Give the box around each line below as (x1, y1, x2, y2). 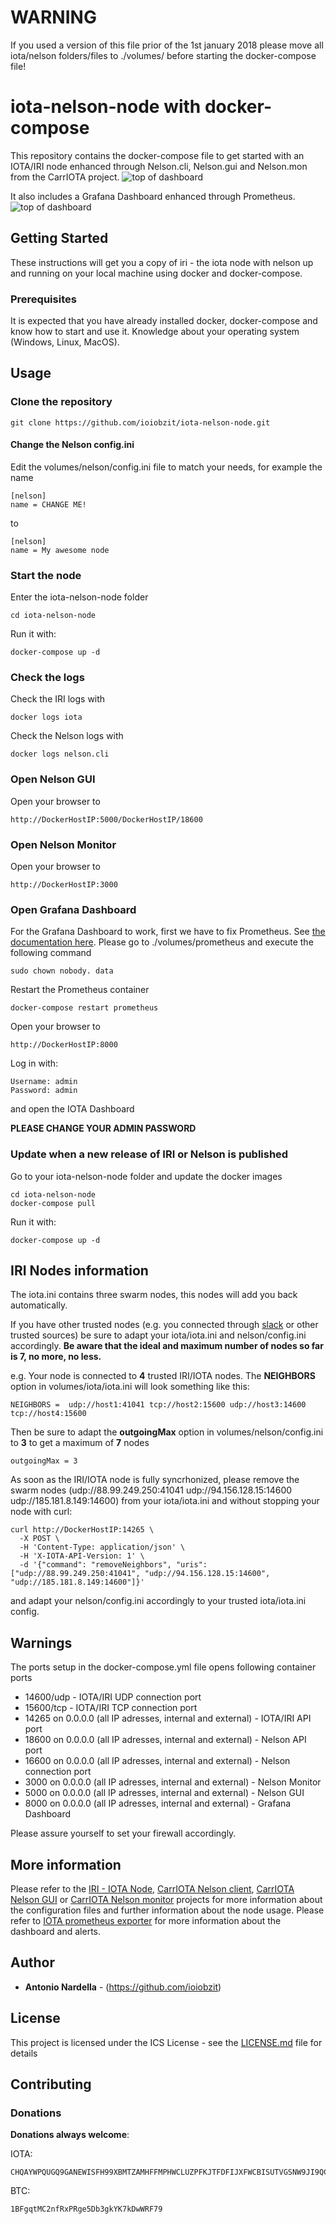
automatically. (10, 1299, 68, 1311)
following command (10, 947, 92, 959)
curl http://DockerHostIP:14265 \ (10, 1525, 155, 1535)
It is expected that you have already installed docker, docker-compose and (10, 314, 318, 326)
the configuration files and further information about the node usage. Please (10, 1904, 325, 1916)
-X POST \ (19, 1534, 60, 1544)
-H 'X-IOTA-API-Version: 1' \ (19, 1551, 145, 1561)
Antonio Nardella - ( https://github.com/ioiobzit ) (24, 1981, 222, 1993)
